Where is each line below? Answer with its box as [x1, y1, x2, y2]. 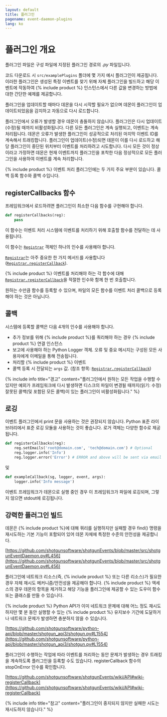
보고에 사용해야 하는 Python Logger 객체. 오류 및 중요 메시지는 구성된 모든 [12, 347, 157, 353]
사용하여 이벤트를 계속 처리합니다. [18, 156, 84, 162]
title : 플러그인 [5, 12, 35, 17]
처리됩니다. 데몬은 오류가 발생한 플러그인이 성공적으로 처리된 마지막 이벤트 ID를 [5, 131, 159, 137]
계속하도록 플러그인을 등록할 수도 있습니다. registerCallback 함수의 [10, 658, 141, 664]
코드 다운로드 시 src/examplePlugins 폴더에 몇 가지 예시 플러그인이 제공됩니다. [5, 72, 159, 78]
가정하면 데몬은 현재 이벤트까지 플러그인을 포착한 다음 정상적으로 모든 [18, 150, 153, 156]
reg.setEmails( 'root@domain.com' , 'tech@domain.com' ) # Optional [14, 446, 153, 451]
